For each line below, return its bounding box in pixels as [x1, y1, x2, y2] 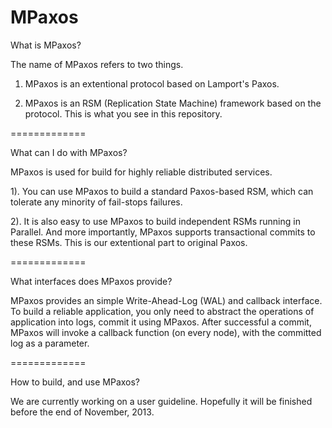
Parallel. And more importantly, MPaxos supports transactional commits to [10, 226, 316, 238]
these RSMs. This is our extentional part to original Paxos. [10, 236, 248, 248]
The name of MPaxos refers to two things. [10, 58, 184, 70]
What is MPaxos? [10, 39, 82, 51]
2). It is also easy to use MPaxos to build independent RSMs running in [10, 215, 301, 227]
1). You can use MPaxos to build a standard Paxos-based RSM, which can [10, 185, 314, 197]
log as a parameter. [10, 337, 90, 349]
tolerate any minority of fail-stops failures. [10, 196, 183, 208]
